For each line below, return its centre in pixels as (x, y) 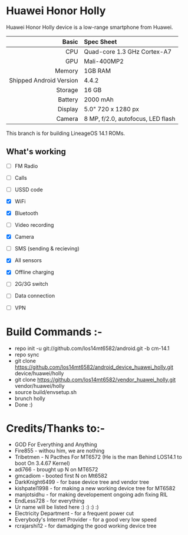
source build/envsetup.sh (46, 392)
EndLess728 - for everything (50, 501)
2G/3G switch (31, 284)
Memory (67, 71)
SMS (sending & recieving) (47, 249)
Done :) (24, 404)
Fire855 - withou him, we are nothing (60, 451)
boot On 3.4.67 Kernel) (42, 463)
